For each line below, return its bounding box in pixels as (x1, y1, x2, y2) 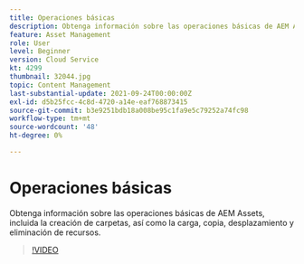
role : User (9, 38, 51, 48)
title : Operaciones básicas (9, 13, 116, 23)
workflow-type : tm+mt (9, 114, 91, 123)
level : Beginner (9, 47, 71, 56)
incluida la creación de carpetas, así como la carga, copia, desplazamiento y (9, 217, 294, 228)
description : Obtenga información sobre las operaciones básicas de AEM (9, 22, 290, 31)
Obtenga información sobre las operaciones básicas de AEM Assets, (9, 207, 265, 218)
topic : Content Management (9, 80, 111, 90)
